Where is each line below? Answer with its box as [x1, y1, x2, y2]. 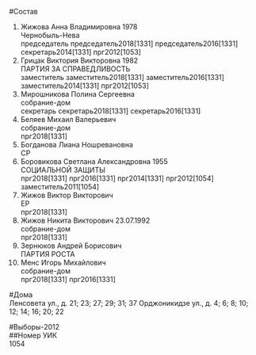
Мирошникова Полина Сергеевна [20, 90, 136, 98]
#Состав [9, 7, 38, 16]
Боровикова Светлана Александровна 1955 [20, 157, 169, 166]
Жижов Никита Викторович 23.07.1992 [20, 216, 151, 225]
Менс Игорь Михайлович [20, 258, 106, 267]
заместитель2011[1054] [20, 182, 100, 191]
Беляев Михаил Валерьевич [20, 115, 117, 124]
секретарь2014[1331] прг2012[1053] [20, 48, 142, 56]
